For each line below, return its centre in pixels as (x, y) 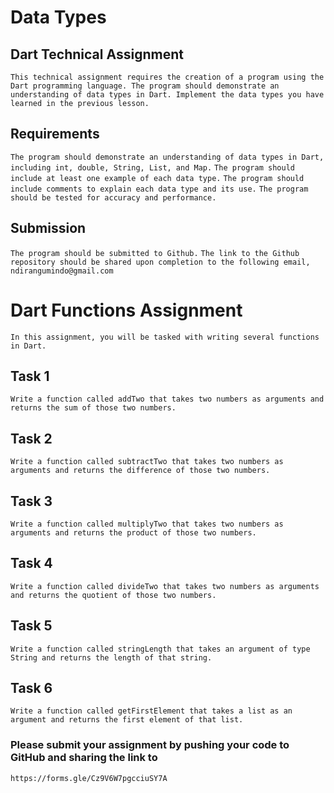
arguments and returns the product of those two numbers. (133, 533)
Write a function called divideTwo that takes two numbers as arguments (165, 586)
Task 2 (31, 438)
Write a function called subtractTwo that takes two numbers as (147, 462)
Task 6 (31, 688)
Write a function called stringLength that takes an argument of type (160, 649)
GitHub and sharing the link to (84, 758)
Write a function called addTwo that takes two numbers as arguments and (167, 399)
